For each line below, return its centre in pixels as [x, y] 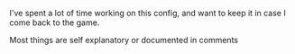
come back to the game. [55, 22]
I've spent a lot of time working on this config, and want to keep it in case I [147, 13]
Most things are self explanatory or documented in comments [124, 40]
